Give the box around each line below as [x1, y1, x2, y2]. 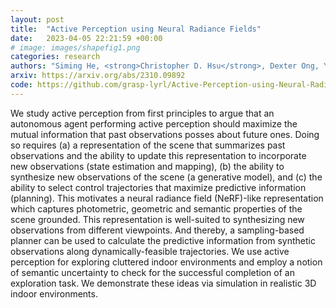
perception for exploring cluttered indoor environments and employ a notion [10, 256, 323, 268]
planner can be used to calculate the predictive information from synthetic [10, 234, 316, 246]
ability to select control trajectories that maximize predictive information [10, 181, 307, 193]
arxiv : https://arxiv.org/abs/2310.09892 [10, 71, 186, 81]
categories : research [10, 52, 101, 62]
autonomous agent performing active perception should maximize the [10, 117, 298, 130]
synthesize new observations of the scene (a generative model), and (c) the [10, 171, 323, 183]
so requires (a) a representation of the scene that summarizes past [10, 139, 286, 151]
